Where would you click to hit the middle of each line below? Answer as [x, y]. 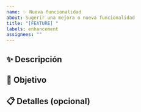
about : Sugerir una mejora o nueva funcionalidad [71, 18]
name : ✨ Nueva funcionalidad [44, 12]
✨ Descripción [34, 59]
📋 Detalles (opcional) [48, 101]
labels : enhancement [33, 29]
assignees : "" [24, 35]
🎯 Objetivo [27, 80]
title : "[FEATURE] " [33, 23]
